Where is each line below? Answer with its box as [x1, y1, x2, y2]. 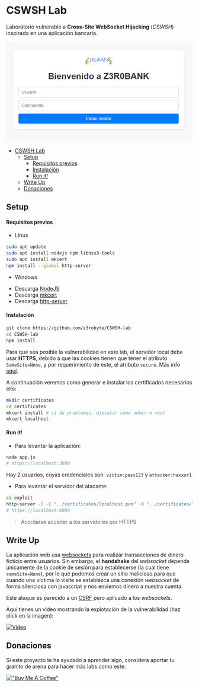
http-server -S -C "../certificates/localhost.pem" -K [6, 501, 145, 507]
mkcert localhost [6, 416, 49, 422]
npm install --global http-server [6, 263, 92, 269]
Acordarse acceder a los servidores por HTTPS [20, 518, 137, 525]
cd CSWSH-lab [6, 332, 38, 338]
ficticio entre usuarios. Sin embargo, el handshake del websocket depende [6, 557, 190, 564]
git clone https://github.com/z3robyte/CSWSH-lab [6, 325, 131, 331]
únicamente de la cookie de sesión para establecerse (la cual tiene [6, 564, 169, 571]
